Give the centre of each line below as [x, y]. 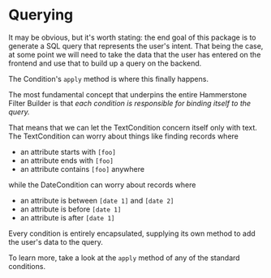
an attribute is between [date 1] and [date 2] [97, 200]
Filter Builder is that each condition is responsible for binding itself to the [130, 103]
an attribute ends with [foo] [67, 160]
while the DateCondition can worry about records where [102, 185]
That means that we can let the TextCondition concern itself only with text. [133, 127]
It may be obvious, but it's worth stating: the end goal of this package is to [132, 37]
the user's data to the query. [56, 242]
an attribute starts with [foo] [68, 152]
